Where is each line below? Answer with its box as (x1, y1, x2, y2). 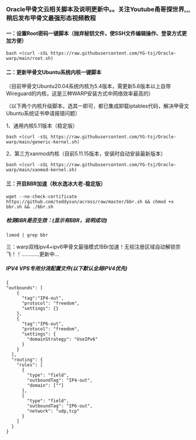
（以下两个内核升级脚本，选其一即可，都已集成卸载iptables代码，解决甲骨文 (6, 103, 189, 110)
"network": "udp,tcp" (27, 408, 80, 414)
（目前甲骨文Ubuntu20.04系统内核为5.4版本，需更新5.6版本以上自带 (6, 83, 171, 90)
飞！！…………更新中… (6, 251, 60, 258)
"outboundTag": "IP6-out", (27, 403, 93, 409)
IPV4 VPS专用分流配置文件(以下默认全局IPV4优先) (6, 265, 128, 272)
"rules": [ (16, 362, 43, 368)
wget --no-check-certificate (6, 194, 77, 199)
